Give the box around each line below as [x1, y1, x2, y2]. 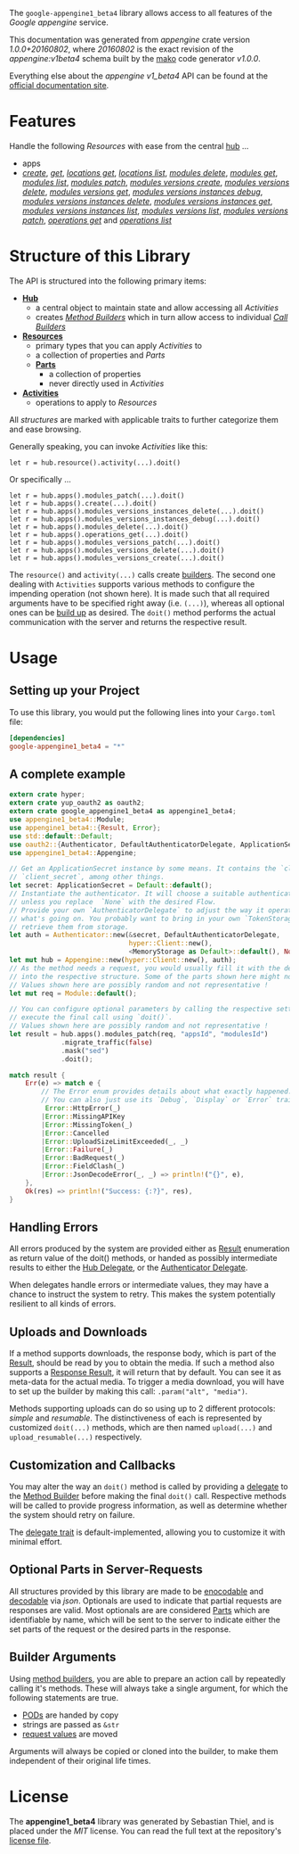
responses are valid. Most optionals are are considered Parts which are [9, 1604, 271, 1615]
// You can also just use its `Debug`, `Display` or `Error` [41, 1096, 273, 1105]
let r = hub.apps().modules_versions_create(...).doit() [9, 553, 225, 563]
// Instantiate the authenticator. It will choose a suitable [9, 889, 245, 899]
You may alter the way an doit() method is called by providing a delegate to [9, 1481, 289, 1492]
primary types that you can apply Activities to [35, 340, 203, 350]
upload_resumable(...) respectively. [9, 1431, 142, 1443]
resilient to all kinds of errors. [9, 1298, 117, 1309]
